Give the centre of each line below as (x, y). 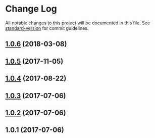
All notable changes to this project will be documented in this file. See (78, 23)
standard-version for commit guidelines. (47, 28)
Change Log (31, 9)
